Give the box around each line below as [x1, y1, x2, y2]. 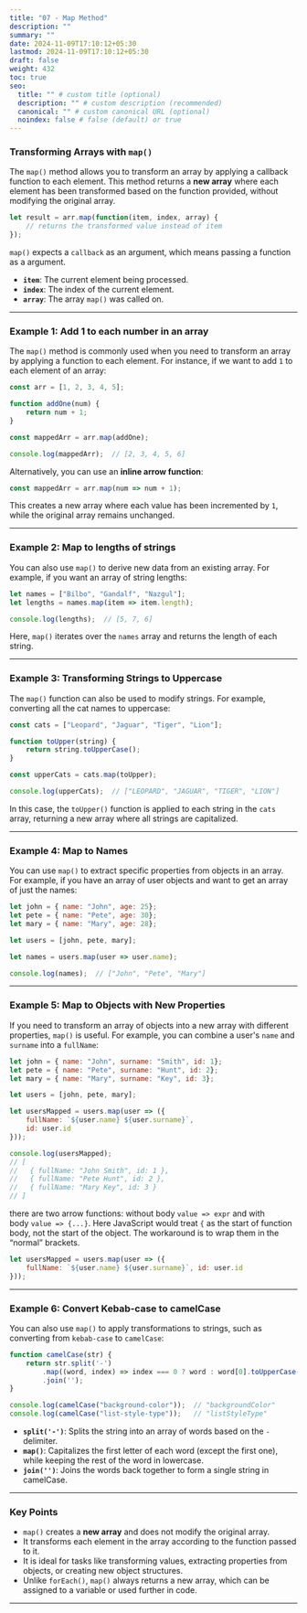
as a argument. [9, 257, 67, 268]
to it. [22, 1546, 40, 1557]
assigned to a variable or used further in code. [22, 1585, 198, 1596]
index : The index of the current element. [22, 284, 175, 295]
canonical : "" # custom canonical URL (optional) [17, 107, 210, 116]
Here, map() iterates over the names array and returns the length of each [9, 631, 278, 642]
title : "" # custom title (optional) [17, 90, 162, 99]
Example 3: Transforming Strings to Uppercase [9, 672, 223, 685]
